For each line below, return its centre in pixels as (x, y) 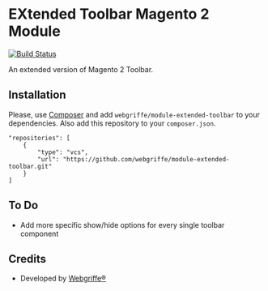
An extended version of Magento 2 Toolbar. (81, 69)
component (39, 233)
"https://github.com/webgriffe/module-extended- (146, 159)
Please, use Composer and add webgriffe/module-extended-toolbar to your (134, 114)
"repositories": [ (39, 138)
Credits (28, 259)
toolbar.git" (30, 166)
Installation (37, 95)
